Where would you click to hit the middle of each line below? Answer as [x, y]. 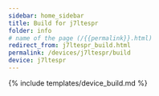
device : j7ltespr [37, 61]
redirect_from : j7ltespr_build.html [69, 46]
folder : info [30, 30]
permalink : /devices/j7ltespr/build [69, 53]
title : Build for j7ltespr [53, 23]
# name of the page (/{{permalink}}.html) [80, 38]
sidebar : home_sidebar [46, 16]
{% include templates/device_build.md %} [78, 83]
